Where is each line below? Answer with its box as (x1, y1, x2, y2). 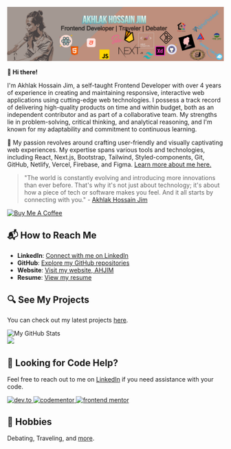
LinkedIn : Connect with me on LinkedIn (16, 251, 129, 259)
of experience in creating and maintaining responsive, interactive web (7, 89, 205, 96)
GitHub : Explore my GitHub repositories (16, 259, 130, 267)
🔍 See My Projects (7, 294, 89, 306)
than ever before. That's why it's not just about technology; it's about (23, 181, 220, 189)
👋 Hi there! (7, 68, 38, 76)
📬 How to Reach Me (7, 230, 97, 241)
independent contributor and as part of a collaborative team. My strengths (7, 111, 218, 118)
